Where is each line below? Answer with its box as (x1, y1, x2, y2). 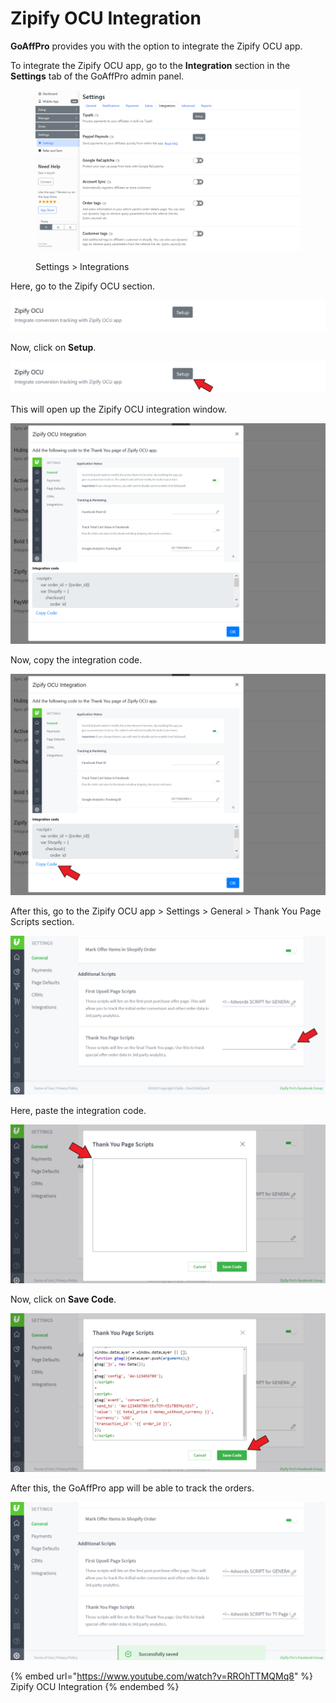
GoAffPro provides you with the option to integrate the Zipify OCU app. (10, 40, 303, 52)
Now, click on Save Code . (10, 1293, 117, 1305)
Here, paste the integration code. (10, 1104, 147, 1116)
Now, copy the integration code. (10, 654, 143, 666)
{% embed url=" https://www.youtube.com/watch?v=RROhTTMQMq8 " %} (10, 1670, 314, 1682)
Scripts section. (10, 915, 75, 927)
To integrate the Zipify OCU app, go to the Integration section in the (10, 59, 291, 71)
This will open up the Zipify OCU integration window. (10, 403, 227, 416)
